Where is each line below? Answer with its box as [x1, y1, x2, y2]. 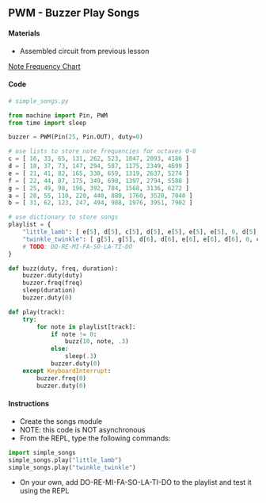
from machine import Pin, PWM [8, 111, 108, 120]
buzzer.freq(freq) [22, 279, 83, 288]
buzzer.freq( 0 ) [36, 374, 87, 383]
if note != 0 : [50, 330, 97, 338]
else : [50, 345, 69, 353]
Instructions [8, 399, 50, 409]
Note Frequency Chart [8, 61, 81, 70]
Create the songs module [19, 416, 103, 426]
